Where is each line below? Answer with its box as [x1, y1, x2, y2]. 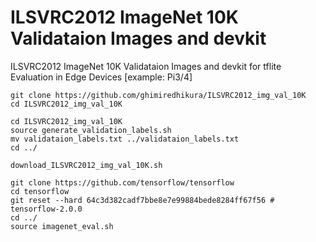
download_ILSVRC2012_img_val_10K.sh [10, 160, 163, 170]
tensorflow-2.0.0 [10, 204, 83, 214]
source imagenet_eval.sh [10, 221, 114, 231]
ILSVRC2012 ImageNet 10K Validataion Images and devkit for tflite [10, 60, 282, 72]
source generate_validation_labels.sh [10, 125, 172, 135]
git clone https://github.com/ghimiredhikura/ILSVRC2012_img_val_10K [10, 90, 307, 100]
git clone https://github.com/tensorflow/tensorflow [10, 177, 235, 188]
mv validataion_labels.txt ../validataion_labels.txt [10, 134, 240, 144]
